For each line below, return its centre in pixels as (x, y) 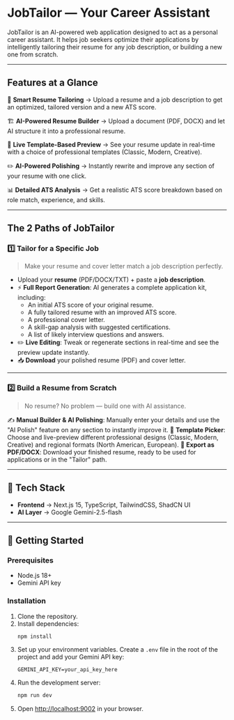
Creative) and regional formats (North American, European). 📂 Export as (111, 445)
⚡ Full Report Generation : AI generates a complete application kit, (112, 288)
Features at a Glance (53, 83)
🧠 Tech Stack (36, 488)
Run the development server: (59, 683)
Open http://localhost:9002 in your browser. (80, 709)
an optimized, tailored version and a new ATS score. (82, 107)
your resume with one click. (47, 176)
